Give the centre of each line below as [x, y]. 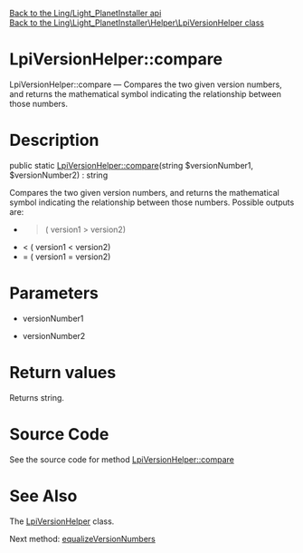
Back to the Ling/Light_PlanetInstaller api [85, 13]
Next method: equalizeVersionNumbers [83, 538]
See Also [43, 495]
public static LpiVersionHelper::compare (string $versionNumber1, [132, 165]
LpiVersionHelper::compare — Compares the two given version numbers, [146, 84]
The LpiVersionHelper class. [62, 521]
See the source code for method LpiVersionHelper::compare [122, 459]
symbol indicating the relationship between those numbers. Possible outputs [152, 202]
